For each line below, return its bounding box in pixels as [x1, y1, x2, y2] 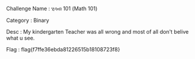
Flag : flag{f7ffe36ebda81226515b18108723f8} [6, 46, 120, 53]
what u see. [6, 35, 35, 41]
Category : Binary [6, 17, 49, 24]
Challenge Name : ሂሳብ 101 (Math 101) [6, 5, 98, 12]
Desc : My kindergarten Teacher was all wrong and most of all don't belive [6, 28, 189, 35]
